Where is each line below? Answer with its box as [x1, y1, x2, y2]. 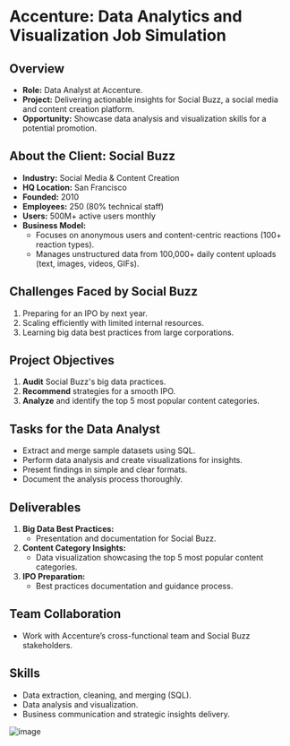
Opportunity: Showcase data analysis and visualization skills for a [21, 114, 267, 124]
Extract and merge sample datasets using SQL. [21, 445, 196, 456]
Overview [9, 61, 65, 76]
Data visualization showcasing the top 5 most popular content [35, 553, 264, 563]
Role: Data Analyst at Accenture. [21, 85, 143, 95]
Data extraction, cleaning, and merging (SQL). [21, 690, 192, 700]
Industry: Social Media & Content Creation [21, 172, 180, 183]
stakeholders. [21, 639, 73, 650]
